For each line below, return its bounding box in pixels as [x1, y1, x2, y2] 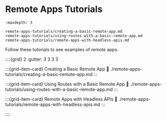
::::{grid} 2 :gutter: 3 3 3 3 [5, 56, 59, 62]
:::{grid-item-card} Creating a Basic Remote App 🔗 [5, 66, 110, 72]
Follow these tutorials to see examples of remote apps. [5, 46, 119, 52]
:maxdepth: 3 [5, 20, 33, 25]
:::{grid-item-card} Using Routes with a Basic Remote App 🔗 [5, 81, 129, 87]
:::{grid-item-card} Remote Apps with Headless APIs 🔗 [5, 96, 118, 102]
